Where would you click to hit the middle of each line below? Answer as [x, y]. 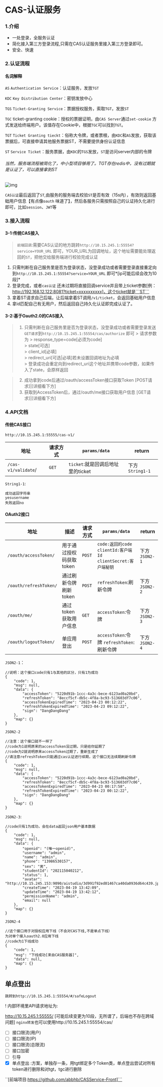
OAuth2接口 [17, 514]
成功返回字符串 [18, 494]
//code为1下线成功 [22, 942]
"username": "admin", [44, 853]
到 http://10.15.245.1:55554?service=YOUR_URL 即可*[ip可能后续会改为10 [84, 273]
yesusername [17, 498]
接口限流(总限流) [28, 1045]
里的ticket [80, 472]
